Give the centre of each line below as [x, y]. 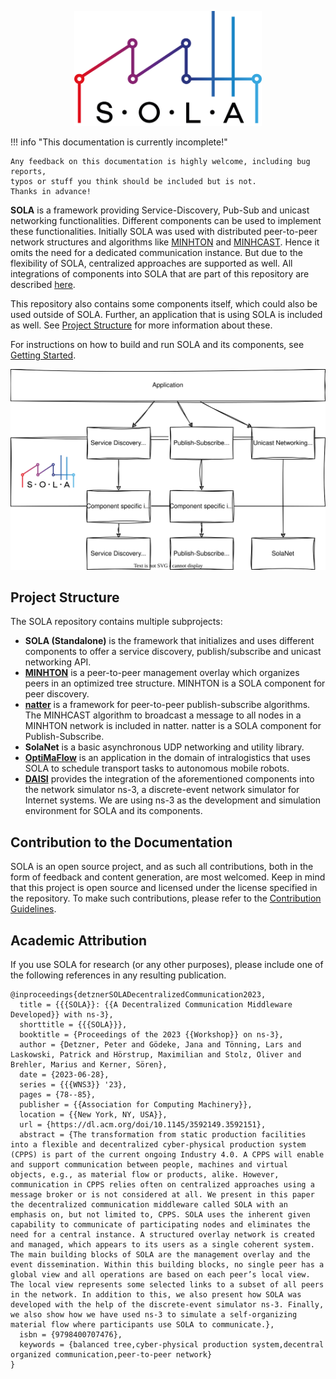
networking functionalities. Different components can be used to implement [166, 221]
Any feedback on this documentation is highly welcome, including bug [160, 162]
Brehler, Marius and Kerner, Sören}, [89, 1065]
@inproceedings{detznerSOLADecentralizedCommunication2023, [138, 995]
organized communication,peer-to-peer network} [111, 1355]
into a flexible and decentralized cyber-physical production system [158, 1145]
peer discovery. [57, 694]
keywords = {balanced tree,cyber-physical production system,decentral [172, 1345]
